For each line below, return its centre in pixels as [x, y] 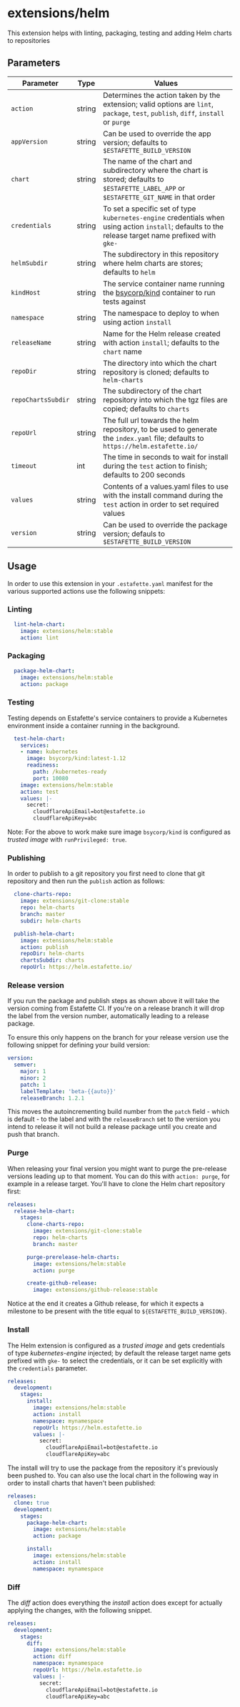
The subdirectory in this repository [161, 254]
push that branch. [33, 1135]
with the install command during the [163, 495]
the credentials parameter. [47, 1368]
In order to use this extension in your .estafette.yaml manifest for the [110, 583]
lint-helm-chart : [40, 624]
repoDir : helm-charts [52, 954]
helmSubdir [29, 263]
